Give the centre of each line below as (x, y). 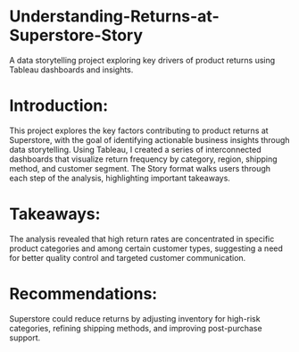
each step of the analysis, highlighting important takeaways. (120, 178)
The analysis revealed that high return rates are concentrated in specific (142, 239)
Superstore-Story (76, 35)
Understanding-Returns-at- (115, 17)
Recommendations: (83, 294)
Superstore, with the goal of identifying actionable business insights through (149, 139)
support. (25, 338)
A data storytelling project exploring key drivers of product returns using (142, 60)
